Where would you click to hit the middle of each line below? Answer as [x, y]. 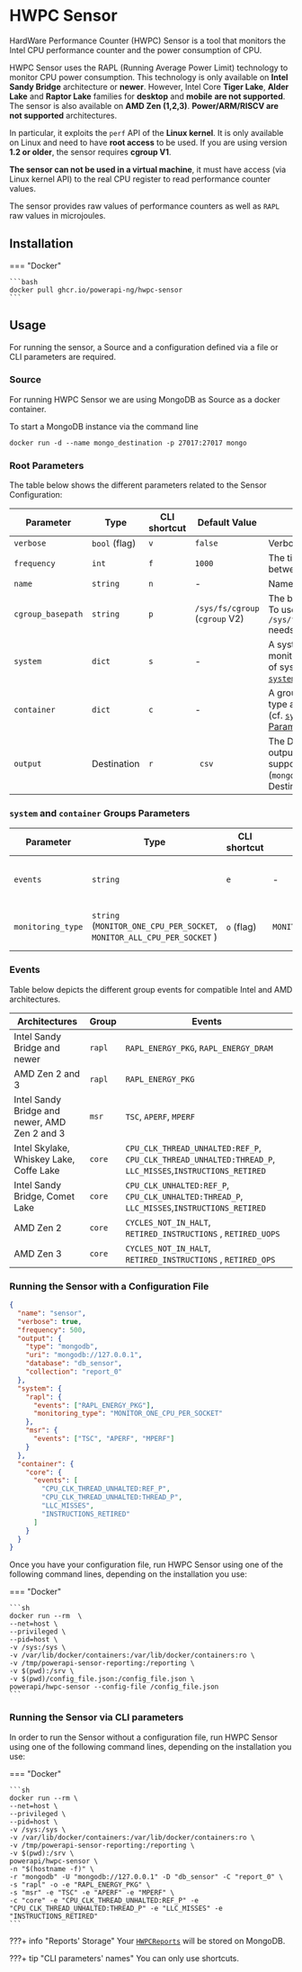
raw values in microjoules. [58, 215]
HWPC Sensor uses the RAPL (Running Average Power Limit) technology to [149, 68]
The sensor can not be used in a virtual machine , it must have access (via [147, 169]
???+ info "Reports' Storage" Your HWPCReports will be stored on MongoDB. [147, 1940]
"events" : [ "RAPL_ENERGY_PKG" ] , [93, 1405]
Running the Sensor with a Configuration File [109, 1286]
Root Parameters [47, 465]
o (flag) [241, 927]
